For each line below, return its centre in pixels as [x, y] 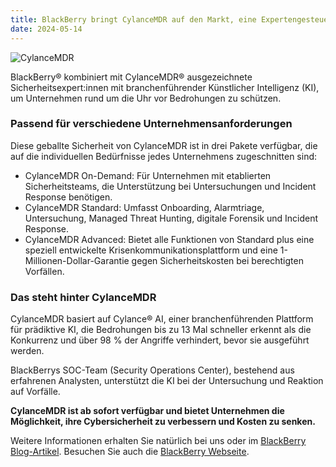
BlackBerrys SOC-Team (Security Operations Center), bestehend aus [152, 370]
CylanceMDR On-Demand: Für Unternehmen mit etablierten [148, 175]
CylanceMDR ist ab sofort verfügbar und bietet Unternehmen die [147, 411]
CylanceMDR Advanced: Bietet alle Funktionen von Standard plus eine [169, 239]
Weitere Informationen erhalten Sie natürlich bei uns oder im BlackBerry [158, 441]
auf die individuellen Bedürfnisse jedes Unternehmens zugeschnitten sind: [164, 156]
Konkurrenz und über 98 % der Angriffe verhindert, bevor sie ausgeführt [160, 340]
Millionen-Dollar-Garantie [77, 260]
